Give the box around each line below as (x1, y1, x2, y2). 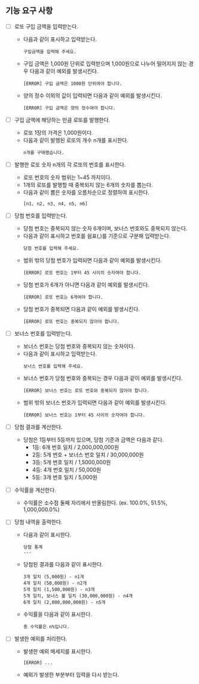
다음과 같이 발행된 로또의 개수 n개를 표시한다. (23, 136, 129, 144)
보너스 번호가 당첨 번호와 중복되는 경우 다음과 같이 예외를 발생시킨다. (23, 375, 183, 382)
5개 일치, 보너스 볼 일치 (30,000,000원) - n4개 (23, 593, 133, 599)
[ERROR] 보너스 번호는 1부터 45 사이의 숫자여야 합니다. (23, 412, 146, 419)
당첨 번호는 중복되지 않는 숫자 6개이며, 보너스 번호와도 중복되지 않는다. (23, 225, 188, 232)
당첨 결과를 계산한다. (14, 423, 63, 431)
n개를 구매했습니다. (23, 150, 65, 156)
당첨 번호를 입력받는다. (14, 212, 68, 219)
